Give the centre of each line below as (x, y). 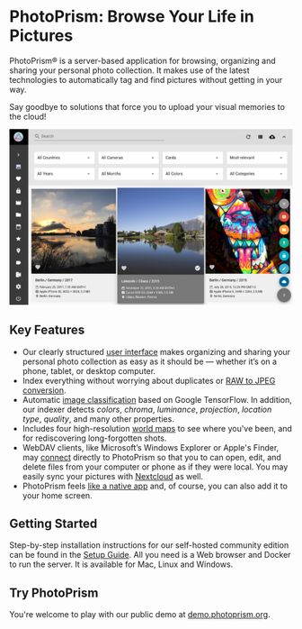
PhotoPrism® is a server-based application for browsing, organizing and (142, 60)
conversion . (44, 390)
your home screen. (57, 495)
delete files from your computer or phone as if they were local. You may (155, 467)
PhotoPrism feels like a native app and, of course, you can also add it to (155, 486)
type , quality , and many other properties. (98, 419)
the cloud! (28, 116)
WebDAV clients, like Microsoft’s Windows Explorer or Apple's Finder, (151, 447)
